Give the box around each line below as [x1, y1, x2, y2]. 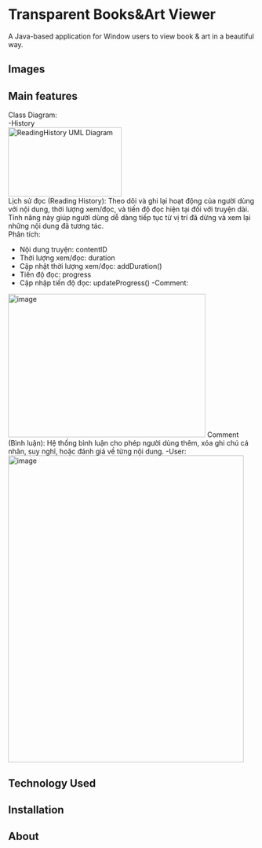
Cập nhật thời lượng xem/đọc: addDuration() [19, 262, 162, 271]
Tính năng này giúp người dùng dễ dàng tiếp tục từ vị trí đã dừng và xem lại [8, 213, 251, 222]
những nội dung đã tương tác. [8, 222, 104, 231]
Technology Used [8, 776, 96, 790]
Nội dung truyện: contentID [19, 245, 107, 255]
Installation [8, 803, 64, 817]
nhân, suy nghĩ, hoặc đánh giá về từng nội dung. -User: [8, 446, 187, 457]
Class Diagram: [8, 110, 57, 119]
